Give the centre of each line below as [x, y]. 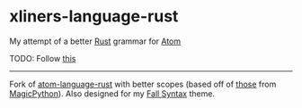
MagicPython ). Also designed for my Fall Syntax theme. [112, 93]
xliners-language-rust [94, 17]
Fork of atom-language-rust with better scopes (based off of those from [143, 84]
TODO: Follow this [43, 58]
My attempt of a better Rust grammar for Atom [95, 41]
